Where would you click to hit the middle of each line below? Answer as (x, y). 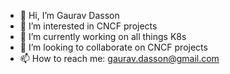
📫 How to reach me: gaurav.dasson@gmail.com (119, 58)
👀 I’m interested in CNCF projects (88, 26)
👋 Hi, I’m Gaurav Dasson (69, 15)
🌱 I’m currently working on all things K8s (103, 36)
